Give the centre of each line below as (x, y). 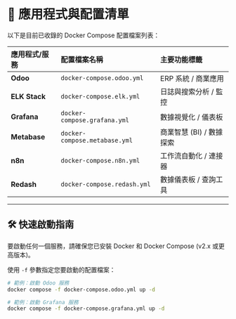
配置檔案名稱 (82, 59)
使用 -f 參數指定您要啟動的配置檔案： (61, 269)
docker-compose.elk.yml (100, 96)
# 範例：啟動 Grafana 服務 (43, 302)
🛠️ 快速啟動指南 (41, 224)
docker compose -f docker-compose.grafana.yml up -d (86, 309)
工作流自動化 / (184, 155)
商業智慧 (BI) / (184, 132)
